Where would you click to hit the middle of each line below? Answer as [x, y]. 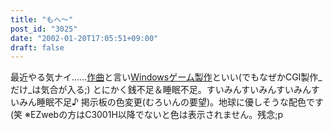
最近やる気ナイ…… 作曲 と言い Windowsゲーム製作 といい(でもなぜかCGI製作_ [166, 77]
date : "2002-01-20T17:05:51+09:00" [84, 38]
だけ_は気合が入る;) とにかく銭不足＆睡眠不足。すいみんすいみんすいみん [161, 90]
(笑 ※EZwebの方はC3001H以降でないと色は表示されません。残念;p [147, 115]
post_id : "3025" [44, 29]
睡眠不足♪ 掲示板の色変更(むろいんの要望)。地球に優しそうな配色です [180, 102]
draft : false [37, 47]
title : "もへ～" [42, 19]
